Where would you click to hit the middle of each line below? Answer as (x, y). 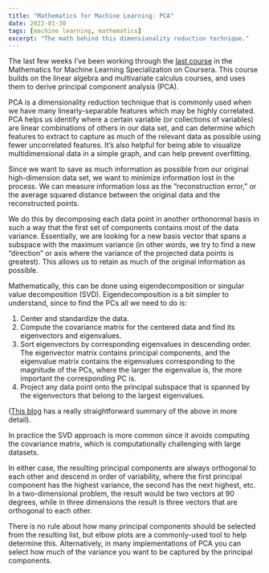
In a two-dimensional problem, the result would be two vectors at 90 (122, 494)
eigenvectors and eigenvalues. (71, 336)
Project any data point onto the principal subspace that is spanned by (135, 387)
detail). (20, 420)
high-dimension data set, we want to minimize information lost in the (122, 178)
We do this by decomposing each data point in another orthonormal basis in (134, 219)
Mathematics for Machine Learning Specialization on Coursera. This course (133, 70)
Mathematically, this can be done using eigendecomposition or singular (126, 286)
